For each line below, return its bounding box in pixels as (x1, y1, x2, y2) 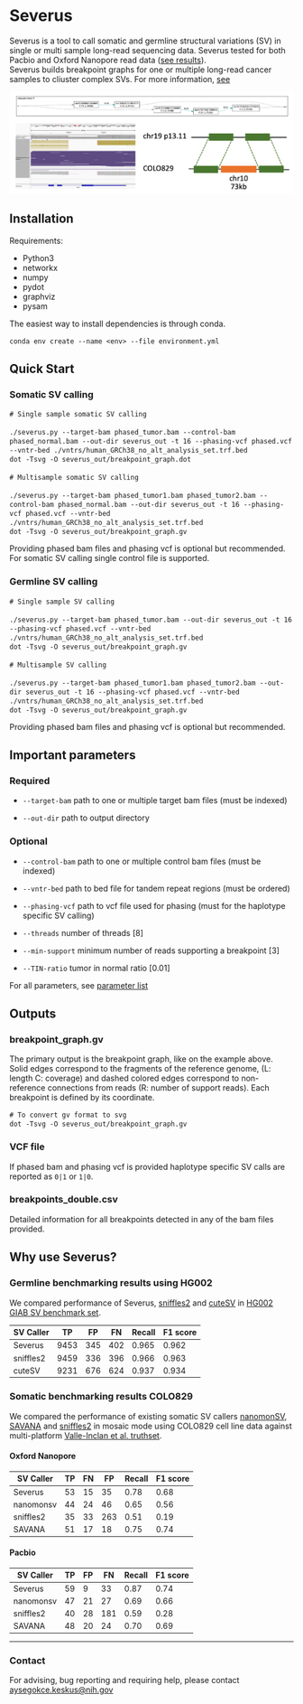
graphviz (22, 291, 56, 302)
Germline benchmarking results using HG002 (9, 1277, 214, 1289)
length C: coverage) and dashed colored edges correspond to (9, 1072, 240, 1084)
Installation (9, 211, 74, 227)
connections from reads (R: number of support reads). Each (47, 1082, 271, 1093)
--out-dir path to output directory (22, 812, 151, 823)
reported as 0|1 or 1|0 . (9, 1171, 94, 1182)
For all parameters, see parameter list (9, 979, 149, 990)
